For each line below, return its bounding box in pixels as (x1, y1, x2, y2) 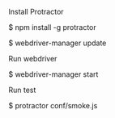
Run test (8, 85, 36, 95)
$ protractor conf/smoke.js (8, 101, 98, 110)
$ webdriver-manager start (8, 70, 99, 79)
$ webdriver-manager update (8, 38, 107, 48)
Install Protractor (8, 7, 64, 16)
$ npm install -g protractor (8, 23, 97, 32)
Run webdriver (8, 54, 57, 63)
